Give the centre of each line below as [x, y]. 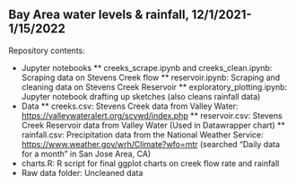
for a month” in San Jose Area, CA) [86, 154]
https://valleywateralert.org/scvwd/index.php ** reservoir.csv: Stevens [152, 115]
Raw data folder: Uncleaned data [82, 172]
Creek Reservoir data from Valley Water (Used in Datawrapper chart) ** [153, 125]
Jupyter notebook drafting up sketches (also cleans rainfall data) [141, 96]
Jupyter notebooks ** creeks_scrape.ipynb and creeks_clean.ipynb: [147, 67]
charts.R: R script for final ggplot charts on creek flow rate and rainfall [150, 163]
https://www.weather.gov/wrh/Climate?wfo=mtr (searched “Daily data [150, 144]
